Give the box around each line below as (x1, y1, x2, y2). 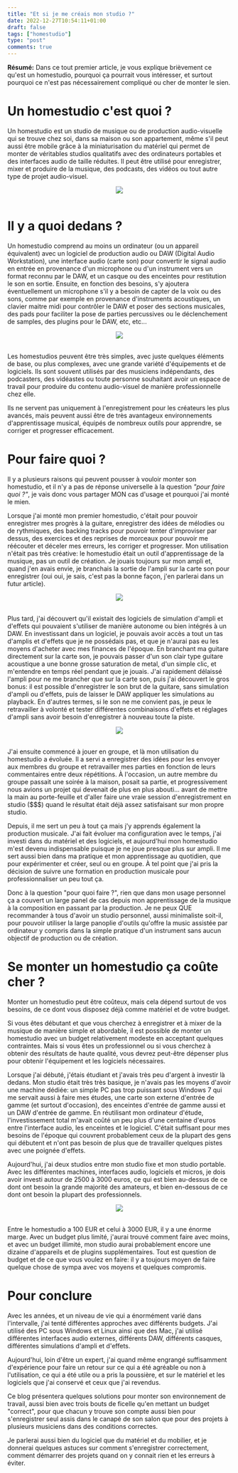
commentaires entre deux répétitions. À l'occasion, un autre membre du (7, 770, 218, 779)
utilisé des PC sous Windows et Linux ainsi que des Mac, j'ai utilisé (7, 1326, 203, 1335)
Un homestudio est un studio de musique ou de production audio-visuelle (7, 126, 222, 135)
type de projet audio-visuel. (7, 172, 89, 180)
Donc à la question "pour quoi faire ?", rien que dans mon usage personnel (7, 888, 226, 897)
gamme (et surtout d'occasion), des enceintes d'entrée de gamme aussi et (7, 1100, 226, 1109)
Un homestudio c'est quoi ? (7, 103, 173, 120)
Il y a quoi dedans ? (7, 218, 123, 234)
